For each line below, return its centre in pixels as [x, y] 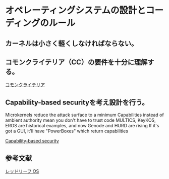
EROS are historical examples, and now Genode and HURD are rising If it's [82, 126]
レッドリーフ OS [22, 171]
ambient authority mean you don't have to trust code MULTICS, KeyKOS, [81, 120]
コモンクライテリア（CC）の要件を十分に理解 [76, 62]
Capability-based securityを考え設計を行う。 [77, 102]
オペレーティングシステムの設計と [76, 10]
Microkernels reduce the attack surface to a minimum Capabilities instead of [84, 115]
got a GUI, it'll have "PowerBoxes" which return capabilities [67, 131]
